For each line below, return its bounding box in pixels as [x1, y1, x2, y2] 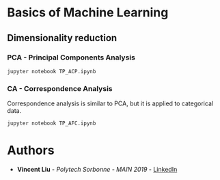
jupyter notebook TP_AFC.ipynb [7, 120, 96, 127]
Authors [7, 142, 55, 158]
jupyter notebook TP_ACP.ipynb [7, 68, 96, 75]
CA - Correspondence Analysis [7, 83, 113, 93]
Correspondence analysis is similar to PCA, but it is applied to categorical [7, 99, 214, 107]
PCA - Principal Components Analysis [7, 53, 135, 62]
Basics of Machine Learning [7, 5, 169, 21]
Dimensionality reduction [7, 32, 118, 44]
